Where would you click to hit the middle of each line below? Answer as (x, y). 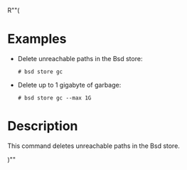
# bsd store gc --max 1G (54, 98)
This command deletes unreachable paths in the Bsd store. (93, 146)
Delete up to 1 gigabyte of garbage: (69, 85)
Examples (37, 39)
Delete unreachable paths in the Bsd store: (80, 58)
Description (43, 126)
